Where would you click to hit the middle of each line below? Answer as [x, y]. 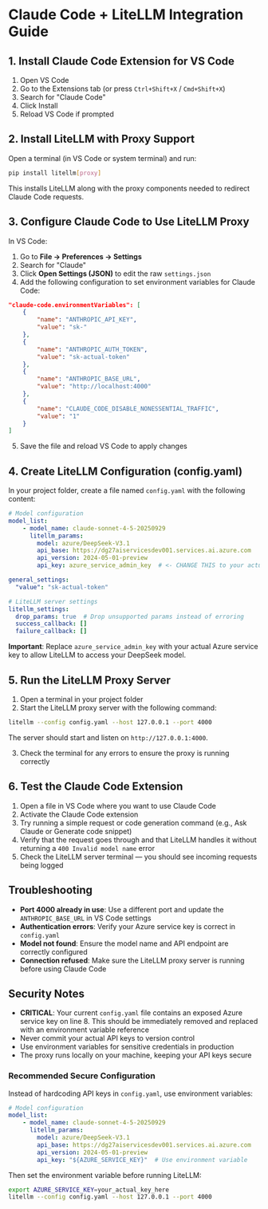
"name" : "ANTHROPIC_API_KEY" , [87, 320]
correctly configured [53, 951]
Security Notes [47, 993]
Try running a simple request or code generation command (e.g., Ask [133, 822]
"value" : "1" [59, 416]
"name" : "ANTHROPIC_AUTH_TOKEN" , [93, 349]
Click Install [39, 106]
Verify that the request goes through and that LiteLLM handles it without [138, 840]
